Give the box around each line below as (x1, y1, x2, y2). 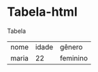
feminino (60, 53, 88, 62)
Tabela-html (7, 4, 78, 20)
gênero (60, 42, 83, 51)
